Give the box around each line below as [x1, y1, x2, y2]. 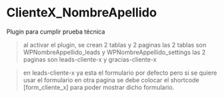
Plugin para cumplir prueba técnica [6, 27, 105, 36]
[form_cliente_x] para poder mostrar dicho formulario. [23, 83, 175, 91]
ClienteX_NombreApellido [6, 5, 157, 21]
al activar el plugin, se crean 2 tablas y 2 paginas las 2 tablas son [23, 40, 206, 49]
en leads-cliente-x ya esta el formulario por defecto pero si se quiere [23, 69, 217, 77]
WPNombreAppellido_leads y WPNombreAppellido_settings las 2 [23, 48, 206, 56]
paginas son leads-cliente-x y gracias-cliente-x [23, 55, 157, 63]
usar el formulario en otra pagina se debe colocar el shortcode [23, 75, 199, 84]
